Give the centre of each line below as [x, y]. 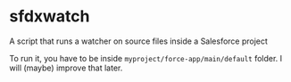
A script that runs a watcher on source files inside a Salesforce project [138, 41]
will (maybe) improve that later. [66, 68]
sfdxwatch [50, 16]
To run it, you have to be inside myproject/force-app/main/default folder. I [146, 58]
